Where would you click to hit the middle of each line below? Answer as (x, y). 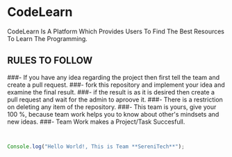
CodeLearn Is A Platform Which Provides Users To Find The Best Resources (116, 31)
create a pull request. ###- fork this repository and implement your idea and (116, 85)
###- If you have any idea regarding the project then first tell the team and (114, 77)
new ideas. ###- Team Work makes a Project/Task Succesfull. (96, 122)
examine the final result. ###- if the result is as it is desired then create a (111, 92)
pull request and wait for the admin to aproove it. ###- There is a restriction (115, 99)
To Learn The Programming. (48, 38)
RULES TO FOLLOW (50, 61)
